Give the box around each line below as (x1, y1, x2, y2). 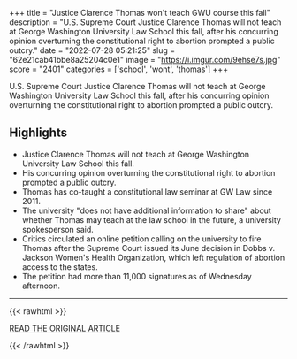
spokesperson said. (21, 224, 95, 234)
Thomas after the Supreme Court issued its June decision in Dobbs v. (21, 242, 276, 253)
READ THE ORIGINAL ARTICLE (9, 323, 121, 333)
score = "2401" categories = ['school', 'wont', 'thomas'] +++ (9, 64, 228, 74)
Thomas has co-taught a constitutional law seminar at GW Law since (21, 186, 273, 197)
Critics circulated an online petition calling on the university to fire (21, 233, 262, 244)
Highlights (9, 126, 68, 141)
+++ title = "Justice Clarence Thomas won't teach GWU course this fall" (9, 8, 271, 18)
